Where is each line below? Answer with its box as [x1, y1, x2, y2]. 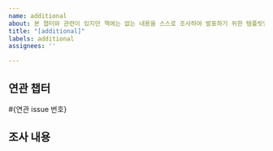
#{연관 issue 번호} [8, 104, 67, 114]
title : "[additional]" [8, 27, 85, 35]
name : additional [8, 11, 67, 20]
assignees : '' [8, 42, 57, 50]
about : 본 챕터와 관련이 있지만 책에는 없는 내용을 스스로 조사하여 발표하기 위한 [8, 19, 243, 28]
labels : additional [8, 34, 75, 43]
